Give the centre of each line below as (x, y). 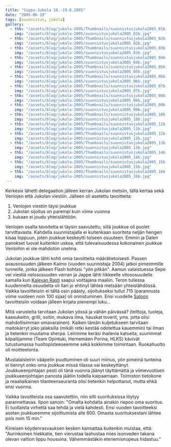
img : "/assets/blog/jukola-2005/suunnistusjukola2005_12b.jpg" (83, 138)
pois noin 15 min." (24, 418)
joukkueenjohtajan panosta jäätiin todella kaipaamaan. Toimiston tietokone (83, 376)
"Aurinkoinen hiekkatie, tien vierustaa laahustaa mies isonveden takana (80, 434)
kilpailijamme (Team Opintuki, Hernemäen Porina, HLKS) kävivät (72, 339)
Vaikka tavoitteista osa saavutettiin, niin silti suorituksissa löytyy (72, 397)
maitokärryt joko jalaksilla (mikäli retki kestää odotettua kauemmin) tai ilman (85, 328)
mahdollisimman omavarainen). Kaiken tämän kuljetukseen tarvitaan (77, 323)
